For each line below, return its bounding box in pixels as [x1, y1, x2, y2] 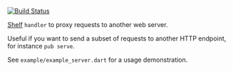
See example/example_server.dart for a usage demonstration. [7, 55, 188, 64]
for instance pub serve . [7, 42, 75, 50]
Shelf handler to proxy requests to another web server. [7, 21, 168, 28]
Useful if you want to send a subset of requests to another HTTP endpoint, [7, 34, 227, 43]
